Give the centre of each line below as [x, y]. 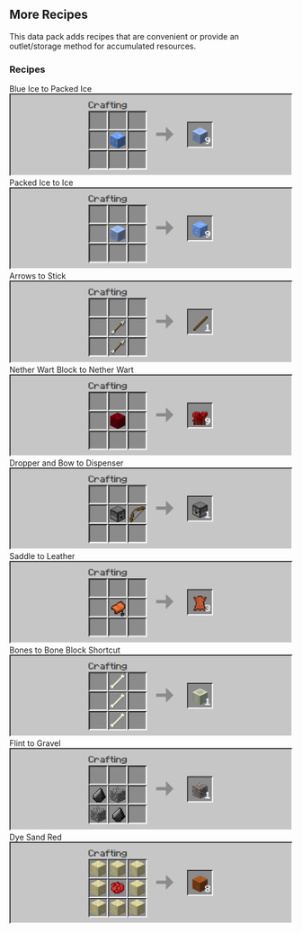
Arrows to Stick [38, 276]
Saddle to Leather [42, 556]
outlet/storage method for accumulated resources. [102, 46]
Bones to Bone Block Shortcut [65, 650]
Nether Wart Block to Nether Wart [72, 369]
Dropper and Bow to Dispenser [67, 463]
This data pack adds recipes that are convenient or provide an [124, 36]
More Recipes [49, 15]
